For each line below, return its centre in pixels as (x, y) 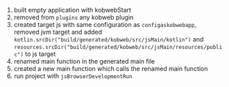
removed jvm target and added (58, 32)
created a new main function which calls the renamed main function (111, 69)
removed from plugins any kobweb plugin (74, 17)
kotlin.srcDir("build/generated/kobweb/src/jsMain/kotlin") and (109, 39)
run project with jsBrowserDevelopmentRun (73, 76)
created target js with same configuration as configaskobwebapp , (105, 25)
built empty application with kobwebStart (73, 10)
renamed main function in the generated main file (84, 61)
